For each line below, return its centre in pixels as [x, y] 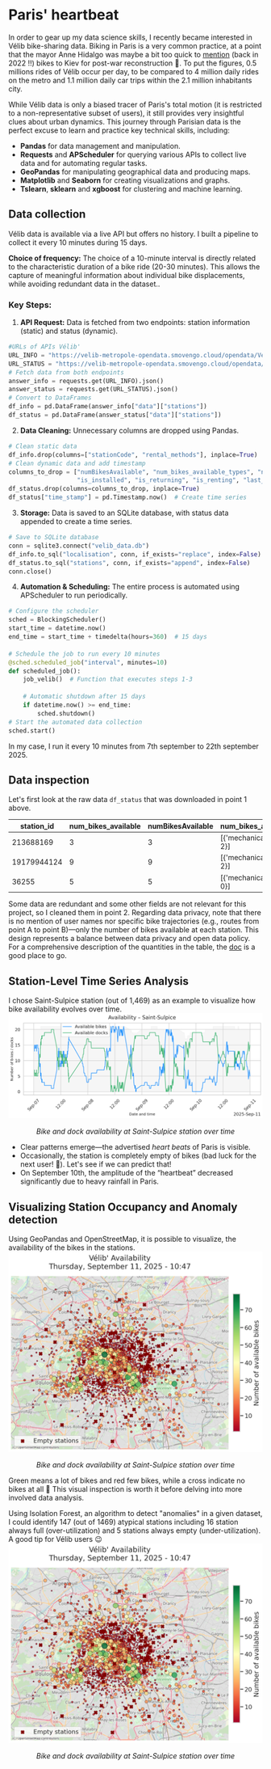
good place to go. [38, 956]
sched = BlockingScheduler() [57, 620]
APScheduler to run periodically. [73, 595]
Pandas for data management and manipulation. [100, 146]
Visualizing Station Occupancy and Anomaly [123, 1207]
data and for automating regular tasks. [83, 163]
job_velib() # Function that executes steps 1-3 [108, 680]
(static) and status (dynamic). [69, 331]
